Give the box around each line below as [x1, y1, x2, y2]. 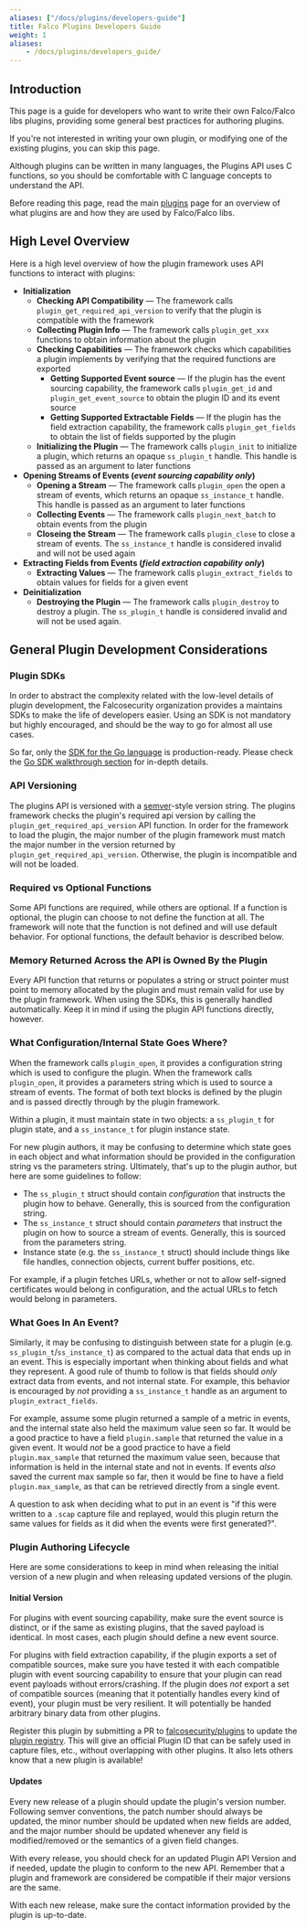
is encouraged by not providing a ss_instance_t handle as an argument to [9, 1385, 288, 1396]
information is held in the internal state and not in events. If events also [9, 1461, 276, 1472]
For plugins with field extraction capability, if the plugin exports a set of [9, 1649, 277, 1660]
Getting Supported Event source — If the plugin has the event [49, 372, 286, 384]
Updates [9, 1775, 43, 1787]
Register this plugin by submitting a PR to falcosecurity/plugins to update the [9, 1725, 298, 1737]
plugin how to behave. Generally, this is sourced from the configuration [22, 1198, 290, 1209]
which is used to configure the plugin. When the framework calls [9, 1067, 253, 1078]
